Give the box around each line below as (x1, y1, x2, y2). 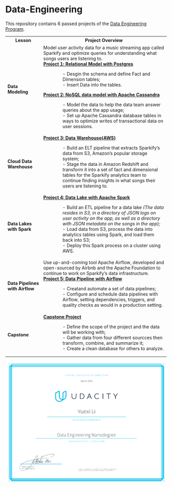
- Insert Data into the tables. (62, 81, 122, 88)
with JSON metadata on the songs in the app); (62, 221, 160, 227)
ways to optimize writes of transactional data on (62, 118, 164, 124)
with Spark (7, 226, 32, 232)
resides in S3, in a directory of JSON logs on (62, 210, 156, 216)
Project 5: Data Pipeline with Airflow (43, 276, 122, 282)
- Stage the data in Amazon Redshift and (62, 161, 148, 167)
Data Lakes (7, 221, 32, 227)
